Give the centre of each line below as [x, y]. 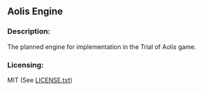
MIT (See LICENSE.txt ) [40, 80]
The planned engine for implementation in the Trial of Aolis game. [102, 47]
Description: [29, 31]
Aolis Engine [35, 12]
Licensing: [26, 64]
